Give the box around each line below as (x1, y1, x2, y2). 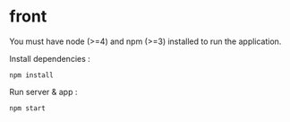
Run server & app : (9, 86, 78, 97)
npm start (9, 103, 47, 113)
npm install (9, 70, 54, 80)
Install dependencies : (9, 53, 91, 64)
